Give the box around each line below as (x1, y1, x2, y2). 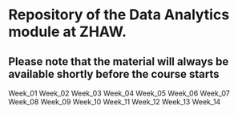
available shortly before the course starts (8, 67, 220, 81)
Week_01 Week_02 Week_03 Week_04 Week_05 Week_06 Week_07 (8, 88, 230, 98)
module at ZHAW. (8, 22, 127, 41)
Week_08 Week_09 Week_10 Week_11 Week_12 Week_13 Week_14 (8, 97, 221, 106)
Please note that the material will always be (8, 55, 229, 68)
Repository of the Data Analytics (8, 6, 230, 24)
